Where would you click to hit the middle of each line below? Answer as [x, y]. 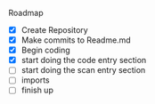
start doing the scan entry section [83, 70]
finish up [37, 90]
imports [35, 80]
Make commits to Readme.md [76, 40]
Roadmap [26, 13]
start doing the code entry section [84, 60]
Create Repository [54, 30]
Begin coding [45, 50]
